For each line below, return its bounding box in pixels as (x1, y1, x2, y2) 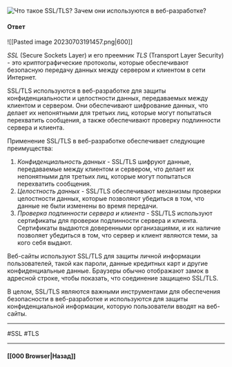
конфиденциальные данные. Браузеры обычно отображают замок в (7, 267, 209, 275)
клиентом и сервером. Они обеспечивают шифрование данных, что (7, 101, 209, 110)
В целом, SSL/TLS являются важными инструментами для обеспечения (7, 287, 221, 296)
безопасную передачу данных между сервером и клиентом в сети (7, 66, 206, 74)
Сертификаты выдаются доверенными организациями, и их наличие (17, 224, 221, 232)
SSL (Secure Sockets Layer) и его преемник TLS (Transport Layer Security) (7, 51, 224, 60)
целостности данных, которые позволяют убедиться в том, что (17, 195, 205, 203)
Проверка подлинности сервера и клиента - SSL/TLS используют (17, 209, 213, 217)
